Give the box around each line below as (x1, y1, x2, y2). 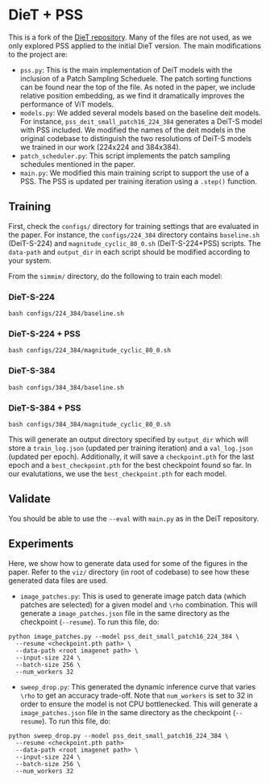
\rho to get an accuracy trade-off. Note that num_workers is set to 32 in (19, 690, 254, 700)
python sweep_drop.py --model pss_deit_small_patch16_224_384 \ (8, 731, 229, 739)
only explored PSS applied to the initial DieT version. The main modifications (8, 40, 262, 50)
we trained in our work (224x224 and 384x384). (19, 142, 181, 152)
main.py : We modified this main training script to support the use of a (19, 168, 250, 177)
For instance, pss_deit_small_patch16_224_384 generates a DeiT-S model (19, 116, 263, 126)
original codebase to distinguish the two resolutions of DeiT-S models (19, 133, 252, 143)
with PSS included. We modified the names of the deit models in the (19, 125, 246, 135)
